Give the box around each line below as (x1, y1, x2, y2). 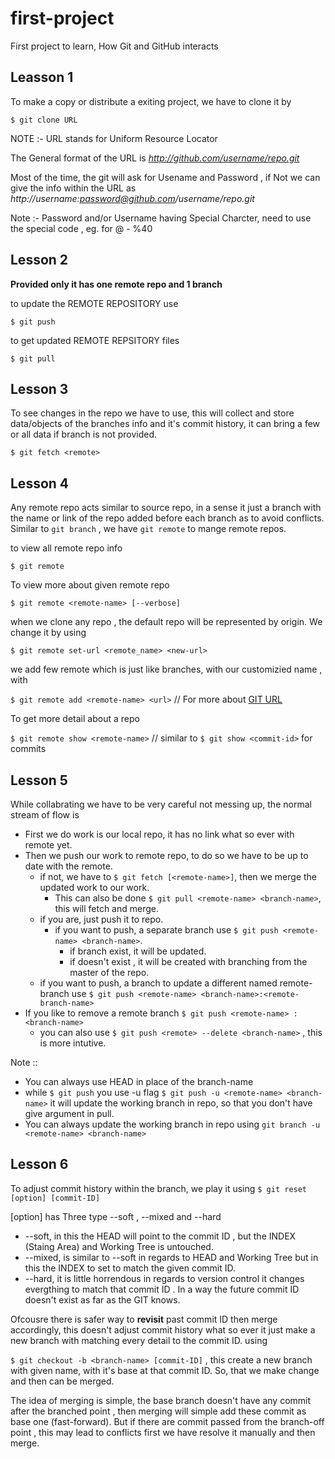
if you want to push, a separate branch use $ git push (54, 924, 279, 936)
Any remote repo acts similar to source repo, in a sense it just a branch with (10, 502, 322, 514)
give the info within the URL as (10, 182, 137, 194)
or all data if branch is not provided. (10, 428, 157, 441)
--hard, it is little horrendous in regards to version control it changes (24, 1272, 305, 1284)
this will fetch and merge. (54, 903, 160, 914)
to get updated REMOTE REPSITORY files (10, 334, 180, 346)
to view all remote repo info (10, 542, 123, 554)
